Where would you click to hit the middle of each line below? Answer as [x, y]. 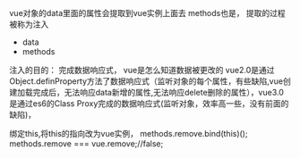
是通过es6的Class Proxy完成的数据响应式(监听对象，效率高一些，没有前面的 [149, 104]
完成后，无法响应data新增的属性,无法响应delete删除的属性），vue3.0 [159, 92]
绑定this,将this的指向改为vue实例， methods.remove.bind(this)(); [129, 133]
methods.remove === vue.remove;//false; [86, 144]
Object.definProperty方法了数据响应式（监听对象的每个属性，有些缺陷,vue [146, 81]
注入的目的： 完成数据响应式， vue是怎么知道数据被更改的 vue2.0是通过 [142, 70]
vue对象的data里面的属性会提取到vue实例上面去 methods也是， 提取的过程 [148, 13]
